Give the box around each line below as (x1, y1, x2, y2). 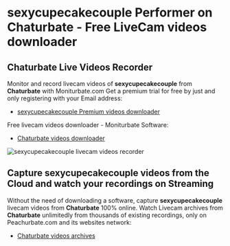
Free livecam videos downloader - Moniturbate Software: (7, 121, 169, 128)
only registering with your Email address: (7, 94, 123, 102)
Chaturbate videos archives (16, 232, 96, 240)
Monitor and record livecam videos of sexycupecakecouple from (7, 80, 192, 87)
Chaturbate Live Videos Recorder (7, 61, 153, 73)
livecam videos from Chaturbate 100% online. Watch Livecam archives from (7, 203, 223, 212)
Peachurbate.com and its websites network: (7, 218, 132, 226)
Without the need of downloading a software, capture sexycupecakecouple (7, 196, 223, 204)
